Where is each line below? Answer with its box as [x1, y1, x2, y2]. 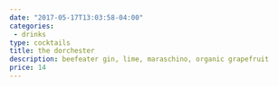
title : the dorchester [9, 47, 95, 56]
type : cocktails [9, 38, 71, 47]
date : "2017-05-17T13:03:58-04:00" [9, 13, 144, 22]
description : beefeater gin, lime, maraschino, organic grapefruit [9, 55, 270, 64]
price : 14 [9, 64, 47, 73]
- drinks [13, 30, 47, 39]
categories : [9, 21, 54, 30]
